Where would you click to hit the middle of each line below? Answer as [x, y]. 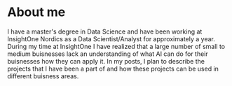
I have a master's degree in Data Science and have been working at [105, 31]
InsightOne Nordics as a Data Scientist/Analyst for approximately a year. [111, 38]
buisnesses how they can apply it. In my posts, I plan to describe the [106, 61]
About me [36, 12]
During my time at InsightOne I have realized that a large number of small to [116, 46]
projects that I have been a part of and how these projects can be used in [113, 69]
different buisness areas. [43, 76]
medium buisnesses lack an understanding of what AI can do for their [108, 54]
